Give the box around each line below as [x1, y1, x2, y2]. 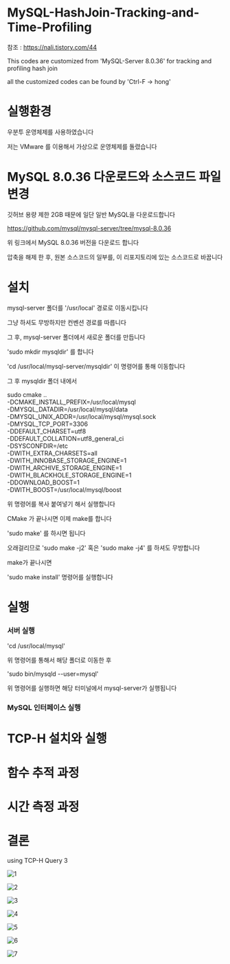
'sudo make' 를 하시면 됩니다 [7, 528, 86, 537]
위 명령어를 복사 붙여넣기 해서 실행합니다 [7, 500, 115, 508]
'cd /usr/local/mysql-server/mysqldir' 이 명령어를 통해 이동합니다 [7, 362, 185, 370]
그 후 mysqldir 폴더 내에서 [7, 376, 78, 385]
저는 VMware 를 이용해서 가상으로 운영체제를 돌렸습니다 [7, 142, 157, 151]
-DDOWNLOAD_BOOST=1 [7, 478, 80, 486]
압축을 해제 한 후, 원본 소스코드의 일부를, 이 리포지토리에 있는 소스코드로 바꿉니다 [7, 253, 223, 261]
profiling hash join [7, 64, 58, 72]
